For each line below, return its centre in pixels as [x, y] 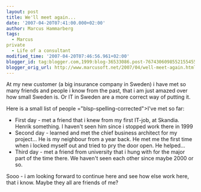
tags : [13, 34]
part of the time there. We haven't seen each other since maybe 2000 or [104, 159]
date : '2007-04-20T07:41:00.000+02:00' [56, 23]
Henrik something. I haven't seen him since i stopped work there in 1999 [104, 127]
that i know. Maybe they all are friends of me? [62, 182]
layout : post [22, 12]
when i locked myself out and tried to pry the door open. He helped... [100, 146]
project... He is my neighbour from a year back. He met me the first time [103, 139]
